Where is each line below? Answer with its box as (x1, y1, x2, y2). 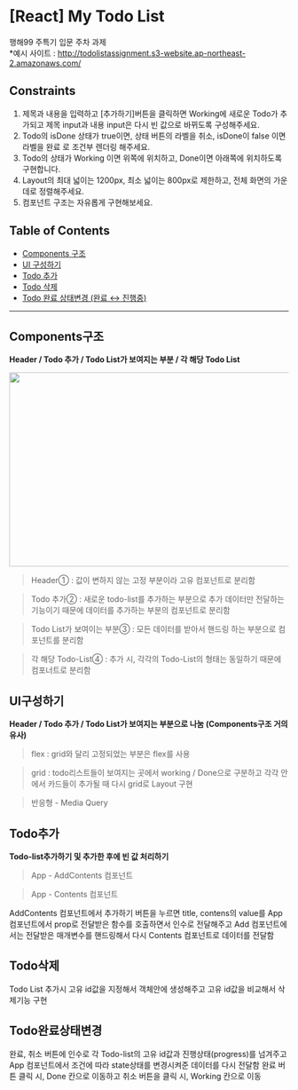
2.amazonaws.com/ (9, 58, 82, 68)
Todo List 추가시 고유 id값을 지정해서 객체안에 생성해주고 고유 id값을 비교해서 (9, 983, 277, 994)
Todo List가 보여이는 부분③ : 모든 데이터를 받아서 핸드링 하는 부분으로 (30, 624, 277, 635)
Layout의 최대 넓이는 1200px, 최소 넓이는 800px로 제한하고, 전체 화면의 (21, 175, 272, 186)
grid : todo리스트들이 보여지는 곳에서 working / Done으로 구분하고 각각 (30, 768, 279, 778)
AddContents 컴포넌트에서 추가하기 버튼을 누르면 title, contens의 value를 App (9, 908, 284, 918)
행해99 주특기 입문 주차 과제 (9, 36, 106, 47)
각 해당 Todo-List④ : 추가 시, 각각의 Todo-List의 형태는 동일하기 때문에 (30, 654, 282, 665)
